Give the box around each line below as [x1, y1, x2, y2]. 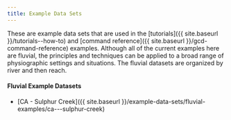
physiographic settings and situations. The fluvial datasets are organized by [7, 58, 223, 67]
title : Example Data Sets [7, 10, 82, 17]
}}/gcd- [186, 36, 208, 45]
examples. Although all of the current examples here [69, 44, 220, 52]
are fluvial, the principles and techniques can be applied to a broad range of [7, 51, 224, 60]
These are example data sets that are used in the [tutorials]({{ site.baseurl [7, 29, 219, 37]
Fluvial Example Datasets [7, 82, 82, 90]
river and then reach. [7, 66, 67, 74]
